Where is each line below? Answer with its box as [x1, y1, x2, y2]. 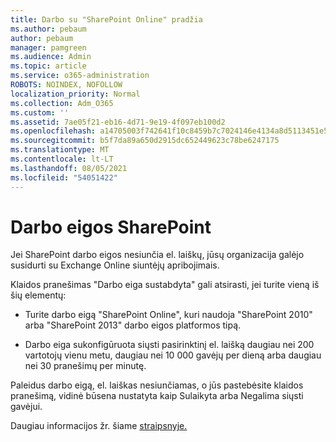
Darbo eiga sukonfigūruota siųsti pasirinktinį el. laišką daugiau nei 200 [24, 339, 315, 351]
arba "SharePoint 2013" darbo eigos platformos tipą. [24, 319, 242, 331]
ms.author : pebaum [10, 24, 87, 34]
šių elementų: [10, 289, 67, 301]
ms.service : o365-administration [10, 71, 150, 81]
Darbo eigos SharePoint [10, 216, 212, 238]
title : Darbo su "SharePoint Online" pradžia [10, 14, 203, 25]
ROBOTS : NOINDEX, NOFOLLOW [10, 80, 123, 90]
